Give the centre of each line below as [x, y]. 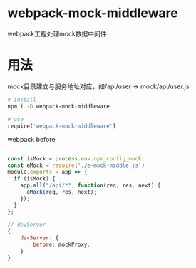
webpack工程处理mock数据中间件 [57, 33]
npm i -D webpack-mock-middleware [59, 106]
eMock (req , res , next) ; [62, 192]
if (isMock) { [35, 179]
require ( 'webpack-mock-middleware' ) [62, 126]
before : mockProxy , [62, 244]
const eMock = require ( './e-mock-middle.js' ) [76, 165]
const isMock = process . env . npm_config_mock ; [76, 159]
